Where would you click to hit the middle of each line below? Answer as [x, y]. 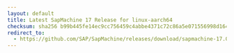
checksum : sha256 [32, 26]
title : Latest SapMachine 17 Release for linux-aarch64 [90, 20]
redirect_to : [26, 33]
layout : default [31, 13]
